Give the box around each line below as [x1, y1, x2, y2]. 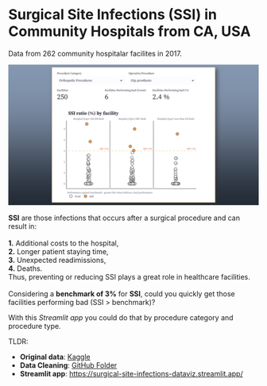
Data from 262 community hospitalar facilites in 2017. [8, 48, 183, 58]
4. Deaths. [8, 264, 43, 273]
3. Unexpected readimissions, [8, 256, 106, 265]
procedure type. [8, 322, 61, 331]
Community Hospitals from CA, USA [8, 22, 251, 41]
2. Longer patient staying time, [8, 247, 109, 257]
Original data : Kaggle [19, 352, 91, 362]
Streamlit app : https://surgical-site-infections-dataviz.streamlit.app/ [19, 369, 244, 379]
